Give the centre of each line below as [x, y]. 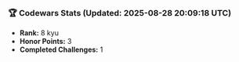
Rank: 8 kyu [39, 33]
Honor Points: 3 [45, 42]
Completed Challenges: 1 [61, 49]
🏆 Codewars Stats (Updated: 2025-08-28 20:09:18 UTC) [120, 13]
